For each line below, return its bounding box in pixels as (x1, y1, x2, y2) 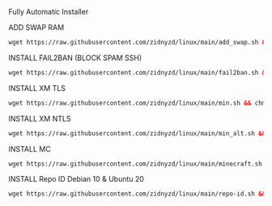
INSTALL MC (8, 144, 51, 153)
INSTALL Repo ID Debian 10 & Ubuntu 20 (8, 174, 144, 184)
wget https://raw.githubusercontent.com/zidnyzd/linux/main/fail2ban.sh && (8, 68, 270, 76)
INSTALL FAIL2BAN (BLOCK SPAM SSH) (8, 53, 142, 62)
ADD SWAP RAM (8, 23, 65, 32)
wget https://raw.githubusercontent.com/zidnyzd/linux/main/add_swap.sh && (8, 38, 270, 46)
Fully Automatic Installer (8, 7, 89, 16)
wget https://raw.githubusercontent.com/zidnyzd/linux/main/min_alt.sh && (8, 129, 266, 137)
